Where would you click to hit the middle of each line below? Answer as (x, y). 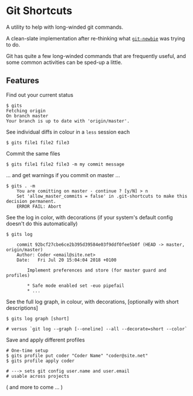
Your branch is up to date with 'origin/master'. (68, 121)
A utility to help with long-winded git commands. (65, 27)
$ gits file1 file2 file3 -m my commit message (65, 164)
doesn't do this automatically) (42, 224)
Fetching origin (26, 111)
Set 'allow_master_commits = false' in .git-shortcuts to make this (102, 196)
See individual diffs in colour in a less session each (68, 132)
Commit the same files (33, 153)
